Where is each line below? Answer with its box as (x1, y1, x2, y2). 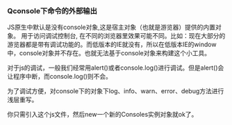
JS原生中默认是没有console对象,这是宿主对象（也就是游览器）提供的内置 (7, 23, 216, 32)
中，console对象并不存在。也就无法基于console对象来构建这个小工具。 (7, 49, 211, 57)
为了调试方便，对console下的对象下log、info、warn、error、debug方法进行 (7, 87, 224, 95)
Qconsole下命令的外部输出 (7, 6, 97, 15)
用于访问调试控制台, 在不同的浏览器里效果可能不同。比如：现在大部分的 (20, 32, 226, 40)
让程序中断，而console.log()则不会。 (7, 73, 113, 81)
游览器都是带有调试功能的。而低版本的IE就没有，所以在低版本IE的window (7, 40, 217, 49)
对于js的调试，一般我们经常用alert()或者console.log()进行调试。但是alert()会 (7, 64, 224, 72)
